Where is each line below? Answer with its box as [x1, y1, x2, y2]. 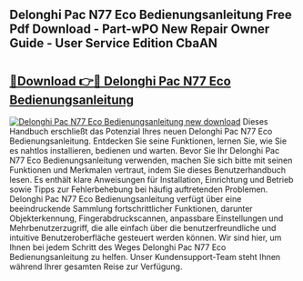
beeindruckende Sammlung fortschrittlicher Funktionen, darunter [9, 204, 253, 214]
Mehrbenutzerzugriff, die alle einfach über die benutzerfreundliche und [9, 223, 277, 233]
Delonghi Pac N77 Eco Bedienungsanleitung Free [9, 7, 293, 23]
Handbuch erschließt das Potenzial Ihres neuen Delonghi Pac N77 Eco [9, 126, 273, 136]
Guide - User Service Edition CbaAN [9, 35, 218, 51]
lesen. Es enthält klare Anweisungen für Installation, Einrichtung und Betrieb [9, 175, 294, 185]
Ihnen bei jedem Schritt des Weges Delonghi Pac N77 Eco [9, 242, 227, 253]
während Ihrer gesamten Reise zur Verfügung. [9, 261, 183, 272]
